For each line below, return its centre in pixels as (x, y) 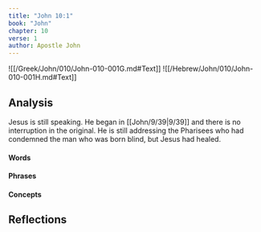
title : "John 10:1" (41, 16)
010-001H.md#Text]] (43, 77)
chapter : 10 (28, 31)
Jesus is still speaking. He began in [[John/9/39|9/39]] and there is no (124, 122)
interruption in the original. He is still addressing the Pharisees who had (126, 130)
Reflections (38, 220)
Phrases (22, 176)
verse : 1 (23, 38)
